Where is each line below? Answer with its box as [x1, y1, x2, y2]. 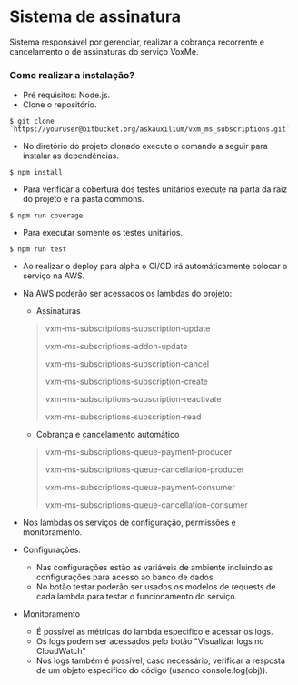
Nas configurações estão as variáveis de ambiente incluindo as [35, 562, 273, 573]
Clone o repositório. [22, 99, 97, 110]
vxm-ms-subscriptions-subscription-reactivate [45, 394, 222, 405]
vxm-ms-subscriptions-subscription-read [45, 411, 202, 422]
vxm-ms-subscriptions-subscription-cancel [45, 358, 210, 369]
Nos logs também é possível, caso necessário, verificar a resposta [35, 655, 286, 666]
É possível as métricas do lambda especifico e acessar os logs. [35, 626, 273, 638]
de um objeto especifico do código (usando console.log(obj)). [35, 665, 268, 676]
